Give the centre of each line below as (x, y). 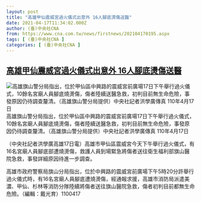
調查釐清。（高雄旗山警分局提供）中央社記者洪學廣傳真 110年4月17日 (105, 131)
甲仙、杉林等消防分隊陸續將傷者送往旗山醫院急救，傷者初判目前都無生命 (106, 186)
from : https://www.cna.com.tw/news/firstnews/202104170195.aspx (88, 34)
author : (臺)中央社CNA (33, 28)
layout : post (22, 12)
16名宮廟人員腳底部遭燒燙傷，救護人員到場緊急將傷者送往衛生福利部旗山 (95, 151)
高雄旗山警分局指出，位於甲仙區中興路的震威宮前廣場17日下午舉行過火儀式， (100, 116)
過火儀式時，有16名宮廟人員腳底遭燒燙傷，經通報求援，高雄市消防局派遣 (95, 179)
